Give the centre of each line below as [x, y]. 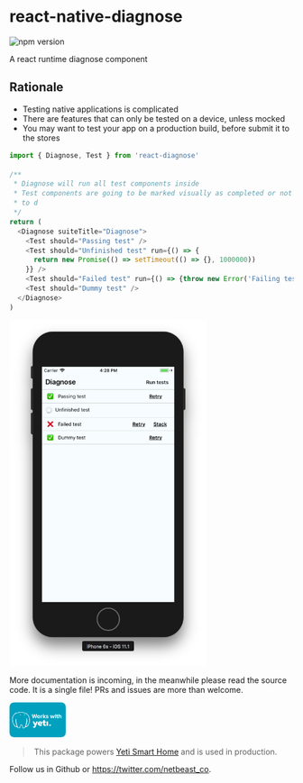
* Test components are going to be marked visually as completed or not [153, 194]
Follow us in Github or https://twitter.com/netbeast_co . [110, 769]
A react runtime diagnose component [78, 59]
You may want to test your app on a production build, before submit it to [156, 128]
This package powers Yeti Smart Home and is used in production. [156, 752]
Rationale [37, 87]
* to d [26, 203]
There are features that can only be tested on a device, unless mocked [154, 118]
